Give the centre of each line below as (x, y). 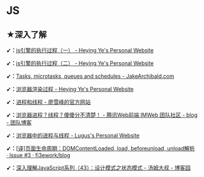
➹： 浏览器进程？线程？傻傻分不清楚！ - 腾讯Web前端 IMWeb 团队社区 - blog (102, 115)
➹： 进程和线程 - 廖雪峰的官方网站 (49, 102)
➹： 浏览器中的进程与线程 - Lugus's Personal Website (73, 135)
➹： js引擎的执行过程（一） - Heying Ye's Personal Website (80, 50)
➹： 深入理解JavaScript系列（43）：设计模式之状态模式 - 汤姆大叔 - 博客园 (99, 168)
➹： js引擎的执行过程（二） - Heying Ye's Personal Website (80, 63)
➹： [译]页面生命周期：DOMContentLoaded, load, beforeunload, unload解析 (101, 148)
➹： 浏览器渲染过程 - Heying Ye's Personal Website (70, 89)
